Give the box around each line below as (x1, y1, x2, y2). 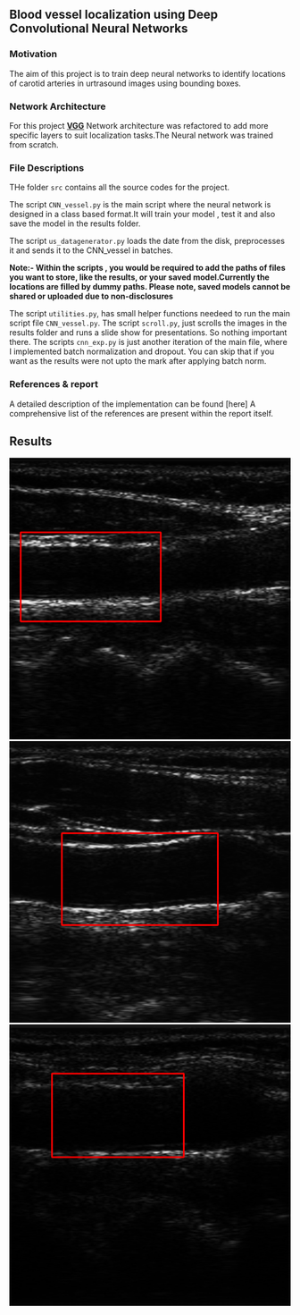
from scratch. (9, 139, 60, 150)
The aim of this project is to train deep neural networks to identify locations (9, 68, 286, 79)
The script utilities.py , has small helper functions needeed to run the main (9, 308, 291, 319)
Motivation (9, 48, 58, 61)
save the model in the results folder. (9, 218, 141, 229)
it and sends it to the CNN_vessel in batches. (9, 245, 174, 256)
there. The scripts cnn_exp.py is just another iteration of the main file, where (9, 337, 287, 348)
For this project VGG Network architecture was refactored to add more (9, 120, 269, 131)
